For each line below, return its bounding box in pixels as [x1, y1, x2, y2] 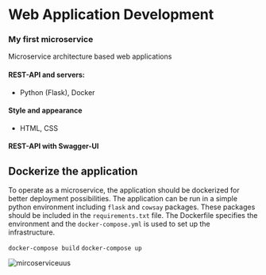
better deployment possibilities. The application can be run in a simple [8, 194, 238, 204]
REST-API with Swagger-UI [8, 141, 99, 151]
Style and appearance [8, 105, 83, 116]
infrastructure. [8, 227, 56, 237]
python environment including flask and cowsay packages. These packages [8, 202, 256, 212]
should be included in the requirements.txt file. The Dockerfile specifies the [8, 211, 258, 220]
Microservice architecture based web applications [8, 52, 172, 61]
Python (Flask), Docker [19, 87, 95, 97]
